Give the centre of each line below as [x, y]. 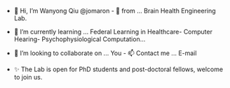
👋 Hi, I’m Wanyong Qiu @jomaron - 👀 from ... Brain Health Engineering [115, 11]
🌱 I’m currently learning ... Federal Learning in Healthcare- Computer [113, 32]
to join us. [28, 77]
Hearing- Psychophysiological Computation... [80, 39]
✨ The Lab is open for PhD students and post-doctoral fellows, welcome [118, 69]
